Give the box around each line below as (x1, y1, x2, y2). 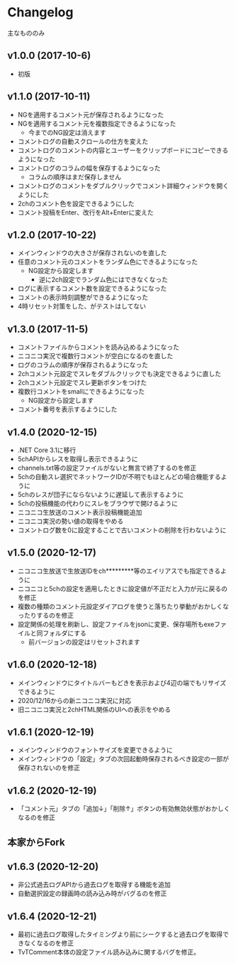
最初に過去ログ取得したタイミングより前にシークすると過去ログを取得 (17, 930, 223, 939)
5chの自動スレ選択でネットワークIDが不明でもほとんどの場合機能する (17, 473, 221, 480)
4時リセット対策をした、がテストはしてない (17, 302, 147, 311)
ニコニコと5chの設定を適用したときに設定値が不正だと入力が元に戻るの (17, 584, 228, 593)
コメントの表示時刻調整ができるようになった (17, 293, 149, 302)
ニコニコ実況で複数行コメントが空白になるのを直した (17, 352, 174, 360)
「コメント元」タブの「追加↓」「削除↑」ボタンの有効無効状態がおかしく (17, 805, 230, 813)
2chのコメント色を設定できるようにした (17, 199, 135, 208)
